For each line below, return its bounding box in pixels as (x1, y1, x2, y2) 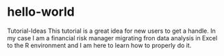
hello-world (7, 4, 75, 20)
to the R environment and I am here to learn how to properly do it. (7, 41, 192, 49)
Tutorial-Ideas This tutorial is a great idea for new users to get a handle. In (7, 27, 216, 35)
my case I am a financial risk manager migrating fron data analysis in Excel (7, 33, 218, 42)
